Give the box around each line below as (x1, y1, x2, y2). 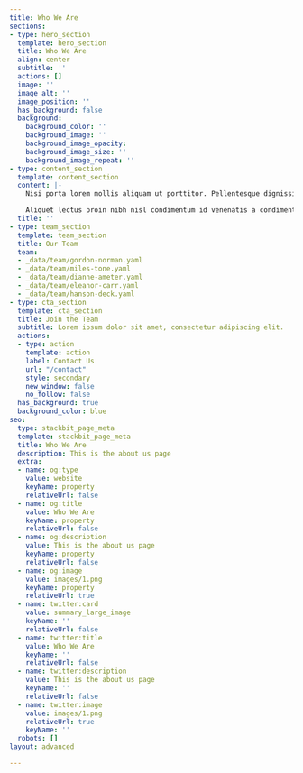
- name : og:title (17, 499, 83, 508)
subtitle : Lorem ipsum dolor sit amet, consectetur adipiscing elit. (17, 323, 284, 332)
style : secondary (25, 373, 91, 382)
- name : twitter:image (17, 700, 103, 709)
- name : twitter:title (17, 633, 103, 642)
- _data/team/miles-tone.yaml (17, 264, 131, 273)
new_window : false (25, 382, 95, 391)
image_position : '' (17, 97, 91, 106)
